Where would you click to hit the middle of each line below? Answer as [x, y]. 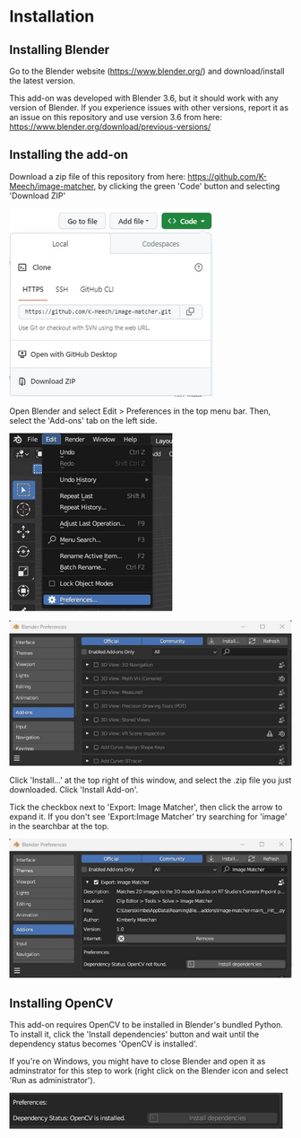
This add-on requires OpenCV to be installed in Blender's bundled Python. [146, 1025]
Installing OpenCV [61, 1003]
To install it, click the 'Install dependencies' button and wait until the [134, 1035]
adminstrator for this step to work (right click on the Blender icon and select [149, 1071]
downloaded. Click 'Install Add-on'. [74, 789]
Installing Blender [60, 50]
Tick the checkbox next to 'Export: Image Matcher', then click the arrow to [146, 807]
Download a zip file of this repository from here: [98, 176]
